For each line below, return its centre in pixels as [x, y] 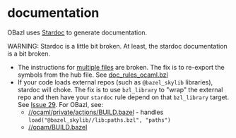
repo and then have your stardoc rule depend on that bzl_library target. [123, 97]
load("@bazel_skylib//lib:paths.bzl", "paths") [99, 120]
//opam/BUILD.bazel [58, 127]
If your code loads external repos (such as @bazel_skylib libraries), [115, 82]
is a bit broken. [29, 54]
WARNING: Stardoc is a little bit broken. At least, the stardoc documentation [117, 46]
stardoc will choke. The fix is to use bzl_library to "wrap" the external [120, 89]
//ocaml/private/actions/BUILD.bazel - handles [96, 112]
